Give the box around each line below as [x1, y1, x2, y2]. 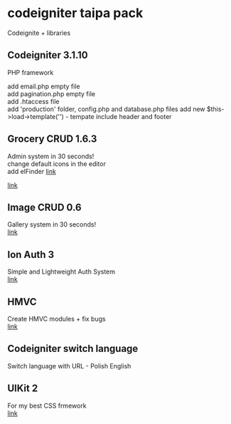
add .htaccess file [7, 97, 60, 105]
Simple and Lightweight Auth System [7, 267, 116, 276]
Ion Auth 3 [7, 248, 55, 261]
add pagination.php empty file [7, 89, 96, 98]
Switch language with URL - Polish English [7, 361, 131, 370]
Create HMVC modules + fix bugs [7, 315, 106, 323]
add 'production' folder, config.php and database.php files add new [7, 105, 205, 113]
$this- [206, 105, 225, 113]
